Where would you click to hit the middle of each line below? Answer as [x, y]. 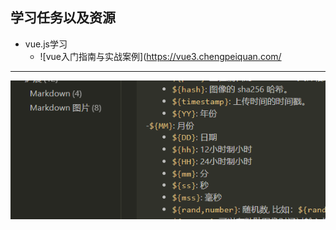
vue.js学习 [46, 44]
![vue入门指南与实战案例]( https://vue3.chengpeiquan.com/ [160, 56]
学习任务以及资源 [63, 18]
